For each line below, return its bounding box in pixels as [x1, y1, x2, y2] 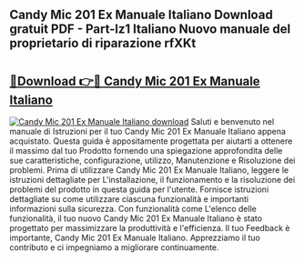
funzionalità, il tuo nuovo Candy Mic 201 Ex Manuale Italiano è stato [9, 213, 262, 224]
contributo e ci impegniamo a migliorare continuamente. [9, 242, 220, 253]
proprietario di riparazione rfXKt [9, 35, 197, 51]
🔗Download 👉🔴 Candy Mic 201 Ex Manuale [9, 73, 261, 89]
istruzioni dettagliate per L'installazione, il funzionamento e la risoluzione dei [9, 175, 296, 185]
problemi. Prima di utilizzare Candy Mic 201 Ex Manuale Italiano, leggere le [9, 165, 289, 176]
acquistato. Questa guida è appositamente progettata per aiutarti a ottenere [9, 136, 293, 146]
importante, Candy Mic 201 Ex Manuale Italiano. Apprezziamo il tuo [9, 232, 261, 243]
